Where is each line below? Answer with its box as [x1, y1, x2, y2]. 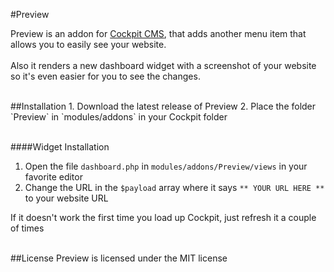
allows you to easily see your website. [10, 39, 167, 50]
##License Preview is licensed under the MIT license [10, 252, 228, 264]
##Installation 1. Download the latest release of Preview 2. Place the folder [10, 100, 317, 112]
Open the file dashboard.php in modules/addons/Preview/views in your [24, 160, 308, 172]
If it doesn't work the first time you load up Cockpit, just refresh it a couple [10, 212, 317, 223]
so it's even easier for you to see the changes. [10, 70, 201, 82]
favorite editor [24, 171, 83, 183]
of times [10, 222, 45, 234]
